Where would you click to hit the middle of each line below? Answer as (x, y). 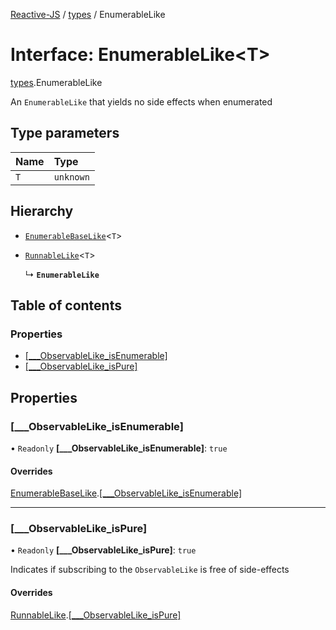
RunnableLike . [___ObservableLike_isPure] (96, 615)
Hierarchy (42, 211)
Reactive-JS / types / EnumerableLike (88, 14)
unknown (71, 177)
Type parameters (65, 133)
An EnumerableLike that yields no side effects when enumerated (141, 101)
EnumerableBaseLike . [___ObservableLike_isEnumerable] (126, 493)
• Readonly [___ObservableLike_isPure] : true (103, 550)
